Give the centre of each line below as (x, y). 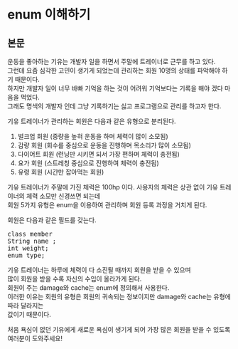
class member (30, 234)
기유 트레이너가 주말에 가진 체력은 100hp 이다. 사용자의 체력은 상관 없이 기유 (113, 187)
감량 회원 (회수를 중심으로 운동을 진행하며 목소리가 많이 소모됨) (104, 145)
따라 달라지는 (26, 306)
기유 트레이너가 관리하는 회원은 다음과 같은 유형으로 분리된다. (92, 121)
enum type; (26, 255)
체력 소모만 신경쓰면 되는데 (63, 196)
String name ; (32, 241)
